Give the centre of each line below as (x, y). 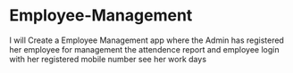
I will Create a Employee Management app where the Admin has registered (146, 40)
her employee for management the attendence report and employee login (144, 49)
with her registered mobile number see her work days (108, 59)
